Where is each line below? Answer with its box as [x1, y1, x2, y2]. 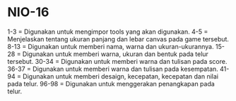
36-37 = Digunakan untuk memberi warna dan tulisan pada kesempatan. [7, 65, 219, 73]
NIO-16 [7, 4, 49, 20]
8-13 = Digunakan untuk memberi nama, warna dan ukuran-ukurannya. [7, 42, 214, 50]
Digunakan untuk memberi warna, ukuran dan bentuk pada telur [22, 50, 208, 58]
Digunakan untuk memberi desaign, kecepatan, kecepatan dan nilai [22, 72, 219, 81]
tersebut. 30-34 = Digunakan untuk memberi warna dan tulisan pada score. [7, 57, 228, 65]
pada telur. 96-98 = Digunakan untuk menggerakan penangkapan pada [7, 79, 216, 88]
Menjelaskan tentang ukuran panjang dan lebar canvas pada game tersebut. [7, 34, 230, 43]
